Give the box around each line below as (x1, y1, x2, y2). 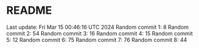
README (6, 4, 52, 17)
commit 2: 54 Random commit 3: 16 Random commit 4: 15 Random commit (6, 29, 193, 37)
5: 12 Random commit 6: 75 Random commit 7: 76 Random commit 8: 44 (6, 36, 187, 43)
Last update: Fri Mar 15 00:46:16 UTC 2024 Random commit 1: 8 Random (6, 23, 189, 31)
